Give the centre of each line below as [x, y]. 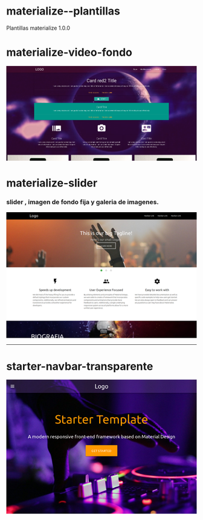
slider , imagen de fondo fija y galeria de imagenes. [82, 202]
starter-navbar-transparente [80, 366]
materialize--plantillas [63, 11]
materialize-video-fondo [69, 52]
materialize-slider [52, 183]
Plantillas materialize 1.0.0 [38, 28]
